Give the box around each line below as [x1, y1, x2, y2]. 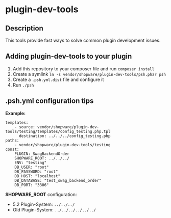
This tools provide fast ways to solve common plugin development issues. [5, 37, 161, 43]
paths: [5, 138, 19, 143]
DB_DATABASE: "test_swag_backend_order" [14, 178, 102, 183]
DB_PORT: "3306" [14, 182, 50, 187]
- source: [14, 124, 36, 129]
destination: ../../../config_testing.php [18, 133, 111, 139]
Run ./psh [12, 81, 34, 88]
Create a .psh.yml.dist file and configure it [12, 76, 104, 83]
